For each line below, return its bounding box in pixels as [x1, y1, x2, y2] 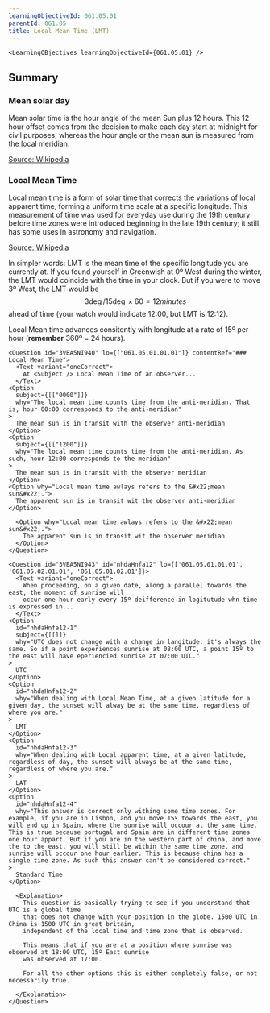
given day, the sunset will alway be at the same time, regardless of [8, 702, 251, 710]
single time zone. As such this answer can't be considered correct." [8, 857, 251, 865]
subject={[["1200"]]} [15, 441, 89, 449]
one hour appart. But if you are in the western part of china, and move [8, 836, 262, 844]
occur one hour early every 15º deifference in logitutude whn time [23, 596, 258, 604]
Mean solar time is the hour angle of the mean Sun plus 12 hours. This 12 [8, 114, 250, 123]
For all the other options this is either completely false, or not [23, 969, 258, 978]
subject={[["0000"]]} [15, 392, 89, 400]
